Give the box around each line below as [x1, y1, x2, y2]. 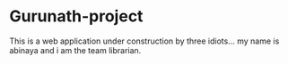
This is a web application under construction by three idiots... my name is [9, 36, 280, 46]
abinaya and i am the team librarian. [9, 44, 142, 55]
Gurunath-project [9, 6, 144, 27]
